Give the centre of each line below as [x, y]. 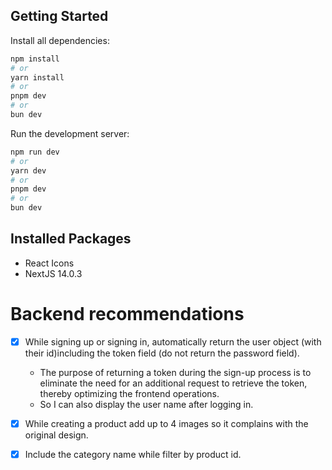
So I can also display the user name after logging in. [146, 404]
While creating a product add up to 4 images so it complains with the [166, 423]
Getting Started [59, 16]
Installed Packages [71, 239]
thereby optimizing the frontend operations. [129, 393]
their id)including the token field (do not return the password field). [162, 353]
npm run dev [35, 152]
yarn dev [28, 170]
